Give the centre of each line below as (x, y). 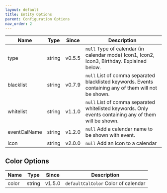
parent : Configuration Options (38, 19)
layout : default (22, 10)
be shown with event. (110, 135)
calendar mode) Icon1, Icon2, (120, 55)
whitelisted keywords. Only (117, 108)
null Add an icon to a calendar (121, 143)
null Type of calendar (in (115, 49)
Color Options (27, 161)
